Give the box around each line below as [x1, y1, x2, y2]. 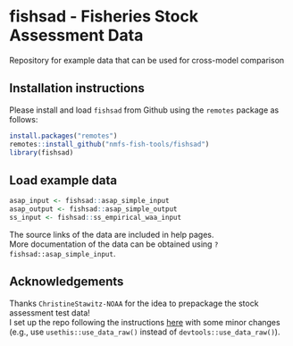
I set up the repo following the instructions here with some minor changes [9, 316, 280, 327]
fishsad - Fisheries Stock [9, 6, 199, 27]
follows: [9, 114, 38, 124]
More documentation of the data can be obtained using [9, 239, 213, 249]
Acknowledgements [9, 274, 124, 290]
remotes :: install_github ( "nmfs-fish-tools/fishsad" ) [9, 139, 210, 148]
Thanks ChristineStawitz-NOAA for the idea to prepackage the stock [9, 298, 259, 308]
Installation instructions [9, 80, 145, 96]
